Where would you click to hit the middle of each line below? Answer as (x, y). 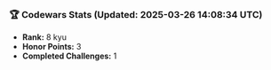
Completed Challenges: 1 (69, 56)
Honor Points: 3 (52, 47)
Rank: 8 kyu (44, 37)
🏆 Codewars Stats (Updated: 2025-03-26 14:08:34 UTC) (136, 14)
